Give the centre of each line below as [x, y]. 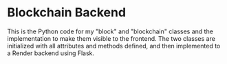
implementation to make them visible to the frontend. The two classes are [111, 38]
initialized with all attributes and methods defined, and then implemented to [114, 46]
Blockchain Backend [66, 13]
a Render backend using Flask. [51, 53]
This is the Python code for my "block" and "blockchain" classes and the [110, 31]
